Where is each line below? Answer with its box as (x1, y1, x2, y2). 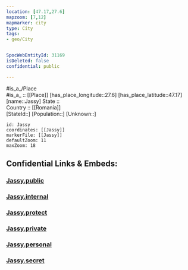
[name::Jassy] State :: (6, 98, 60, 105)
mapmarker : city (6, 20, 46, 26)
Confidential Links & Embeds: (6, 159, 118, 169)
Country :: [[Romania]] (6, 103, 61, 111)
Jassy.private (6, 224, 47, 233)
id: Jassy (6, 121, 31, 128)
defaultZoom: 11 (6, 137, 46, 143)
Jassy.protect (6, 208, 48, 216)
